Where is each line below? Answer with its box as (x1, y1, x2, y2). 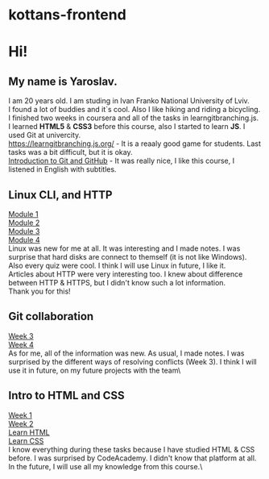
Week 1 (8, 410, 32, 420)
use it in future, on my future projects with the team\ (8, 365, 181, 375)
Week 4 (8, 339, 35, 349)
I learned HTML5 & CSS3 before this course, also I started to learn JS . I (8, 122, 246, 131)
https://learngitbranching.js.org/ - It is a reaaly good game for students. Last (8, 139, 262, 148)
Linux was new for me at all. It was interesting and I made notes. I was (8, 244, 241, 253)
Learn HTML (8, 427, 50, 437)
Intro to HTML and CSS (8, 389, 125, 402)
